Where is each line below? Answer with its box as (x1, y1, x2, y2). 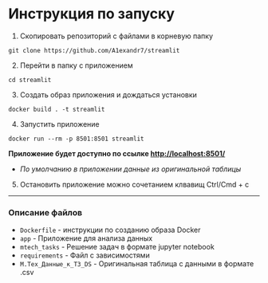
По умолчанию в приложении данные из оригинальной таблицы (19, 164, 242, 174)
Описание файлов (8, 206, 82, 218)
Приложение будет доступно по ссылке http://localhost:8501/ (8, 148, 226, 158)
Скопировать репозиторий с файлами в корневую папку (19, 31, 214, 41)
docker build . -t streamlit (8, 105, 105, 113)
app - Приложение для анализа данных (19, 234, 153, 243)
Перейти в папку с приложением (19, 61, 133, 70)
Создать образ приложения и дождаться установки (19, 89, 198, 100)
